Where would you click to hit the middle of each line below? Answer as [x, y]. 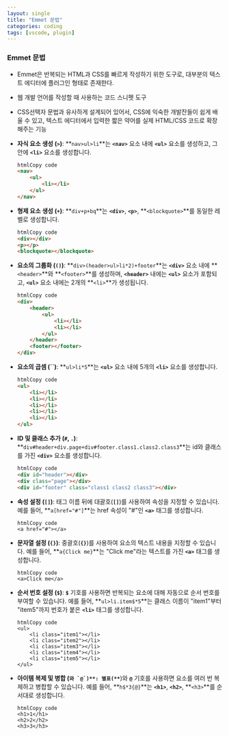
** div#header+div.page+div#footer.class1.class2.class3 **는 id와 [110, 447]
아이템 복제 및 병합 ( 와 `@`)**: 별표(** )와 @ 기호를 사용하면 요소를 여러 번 [115, 678]
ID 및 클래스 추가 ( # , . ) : [47, 439]
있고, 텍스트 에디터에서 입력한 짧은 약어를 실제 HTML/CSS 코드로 [118, 120]
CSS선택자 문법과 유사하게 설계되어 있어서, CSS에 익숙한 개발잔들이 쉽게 [114, 112]
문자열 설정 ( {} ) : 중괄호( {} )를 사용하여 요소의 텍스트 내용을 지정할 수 [107, 543]
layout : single [29, 13]
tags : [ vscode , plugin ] [41, 33]
